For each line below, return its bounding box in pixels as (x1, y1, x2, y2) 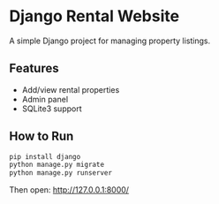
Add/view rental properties (21, 84, 120, 94)
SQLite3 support (21, 103, 82, 114)
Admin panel (21, 94, 69, 104)
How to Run (9, 129, 74, 144)
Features (9, 61, 59, 76)
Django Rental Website (9, 6, 179, 26)
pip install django (9, 152, 81, 161)
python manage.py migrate (9, 161, 104, 170)
